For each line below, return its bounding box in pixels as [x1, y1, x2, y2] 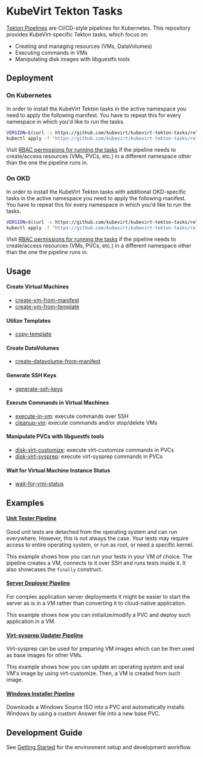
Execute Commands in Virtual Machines [6, 399, 109, 406]
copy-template [14, 331, 52, 338]
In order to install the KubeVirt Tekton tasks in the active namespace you [6, 105, 187, 112]
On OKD [6, 174, 30, 183]
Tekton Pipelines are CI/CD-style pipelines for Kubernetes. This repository [6, 24, 191, 32]
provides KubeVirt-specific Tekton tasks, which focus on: [6, 30, 149, 38]
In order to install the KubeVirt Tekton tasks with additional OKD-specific [6, 188, 186, 195]
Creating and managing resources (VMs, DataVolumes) [14, 42, 152, 50]
